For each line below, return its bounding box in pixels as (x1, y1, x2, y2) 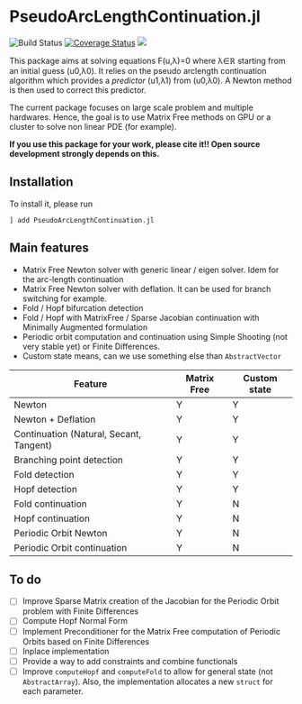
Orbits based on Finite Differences (22, 635, 150, 646)
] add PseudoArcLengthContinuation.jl (9, 215, 155, 224)
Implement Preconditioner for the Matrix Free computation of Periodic (22, 626, 281, 636)
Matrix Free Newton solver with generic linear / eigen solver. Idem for (22, 264, 280, 275)
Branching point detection (13, 453, 124, 466)
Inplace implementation (22, 645, 110, 656)
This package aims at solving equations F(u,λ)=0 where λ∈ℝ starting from (9, 55, 286, 66)
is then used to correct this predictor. (9, 84, 147, 96)
